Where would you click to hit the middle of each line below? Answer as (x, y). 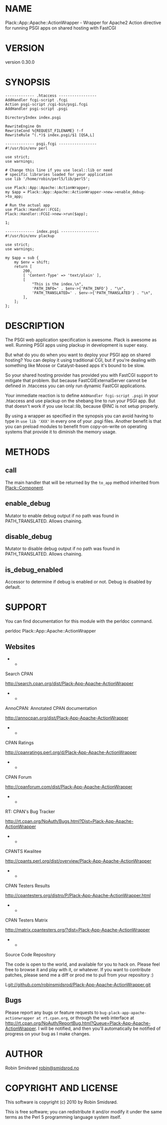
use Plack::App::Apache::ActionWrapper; (48, 188)
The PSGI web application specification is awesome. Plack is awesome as (81, 340)
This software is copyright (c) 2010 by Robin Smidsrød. (62, 1102)
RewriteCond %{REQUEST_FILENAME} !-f (44, 131)
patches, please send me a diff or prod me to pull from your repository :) (79, 975)
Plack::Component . (25, 488)
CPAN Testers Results (28, 886)
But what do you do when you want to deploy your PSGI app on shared (78, 355)
